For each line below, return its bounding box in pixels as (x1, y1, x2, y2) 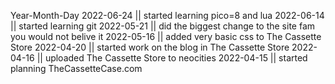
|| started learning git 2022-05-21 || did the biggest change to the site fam (10, 20, 316, 32)
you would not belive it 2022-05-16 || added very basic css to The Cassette (10, 31, 322, 42)
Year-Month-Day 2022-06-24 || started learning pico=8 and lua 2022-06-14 (10, 10, 325, 21)
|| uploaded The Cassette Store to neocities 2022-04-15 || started (36, 52, 308, 64)
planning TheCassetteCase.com (10, 63, 143, 74)
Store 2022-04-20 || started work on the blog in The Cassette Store (10, 41, 290, 53)
